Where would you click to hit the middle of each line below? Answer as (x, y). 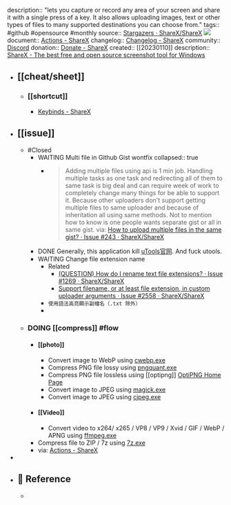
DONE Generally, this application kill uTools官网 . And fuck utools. (130, 251)
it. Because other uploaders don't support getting (135, 200)
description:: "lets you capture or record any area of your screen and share (114, 10)
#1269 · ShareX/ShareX (91, 281)
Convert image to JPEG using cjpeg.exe (104, 396)
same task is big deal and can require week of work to (142, 185)
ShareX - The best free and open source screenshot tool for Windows (106, 55)
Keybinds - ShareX (64, 111)
